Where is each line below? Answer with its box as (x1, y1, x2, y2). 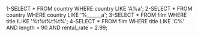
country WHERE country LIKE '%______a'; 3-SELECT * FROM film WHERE (6, 11, 187, 18)
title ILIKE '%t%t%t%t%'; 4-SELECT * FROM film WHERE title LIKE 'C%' (6, 18, 185, 24)
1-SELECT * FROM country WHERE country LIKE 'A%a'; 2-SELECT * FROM (6, 5, 193, 12)
